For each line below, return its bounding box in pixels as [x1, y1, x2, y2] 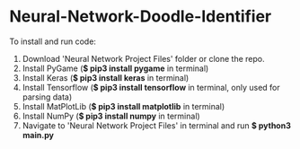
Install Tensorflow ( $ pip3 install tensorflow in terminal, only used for [22, 82, 280, 92]
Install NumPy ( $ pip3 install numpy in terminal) [22, 110, 200, 121]
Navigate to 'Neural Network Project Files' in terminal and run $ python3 [22, 119, 292, 131]
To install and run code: [9, 36, 97, 47]
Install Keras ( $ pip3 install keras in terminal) [22, 72, 190, 83]
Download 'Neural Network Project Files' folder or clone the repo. [22, 53, 265, 64]
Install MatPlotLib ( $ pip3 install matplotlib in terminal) [22, 101, 225, 111]
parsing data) [22, 92, 73, 102]
